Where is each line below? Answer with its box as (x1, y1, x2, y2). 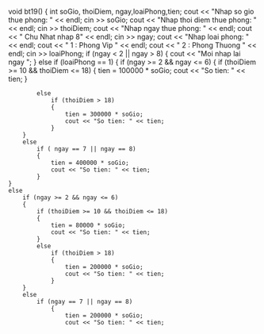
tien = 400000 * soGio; (50, 159, 129, 167)
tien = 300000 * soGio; (64, 110, 144, 118)
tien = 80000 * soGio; (50, 221, 126, 229)
